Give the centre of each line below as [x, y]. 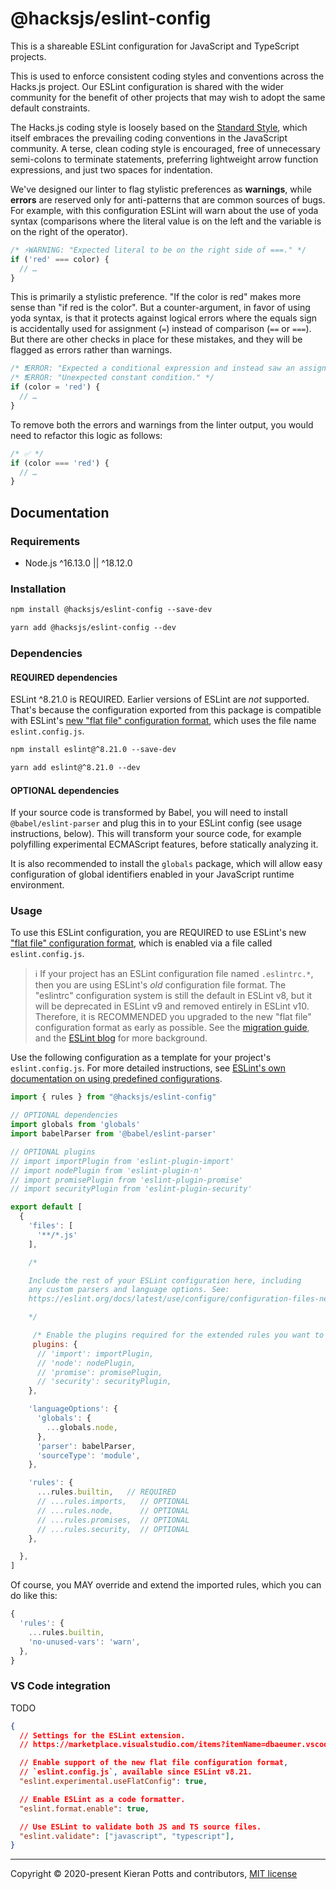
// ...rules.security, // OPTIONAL [113, 1529]
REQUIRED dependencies [64, 677]
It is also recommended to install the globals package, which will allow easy [166, 864]
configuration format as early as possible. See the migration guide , [172, 1028]
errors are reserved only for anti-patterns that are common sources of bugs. [168, 199]
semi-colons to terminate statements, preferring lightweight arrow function [164, 159]
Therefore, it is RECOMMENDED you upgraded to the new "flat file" [173, 1017]
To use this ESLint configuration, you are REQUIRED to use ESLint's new [158, 933]
